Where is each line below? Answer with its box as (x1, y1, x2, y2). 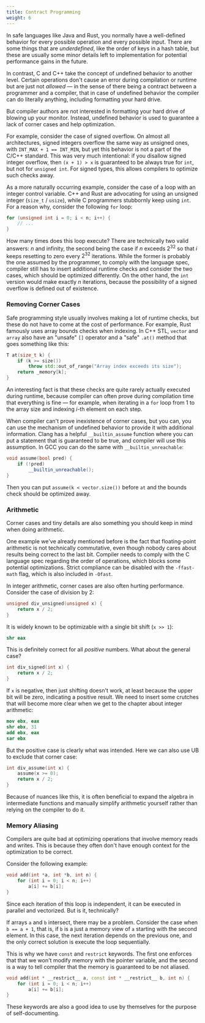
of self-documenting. (6, 1010, 60, 1017)
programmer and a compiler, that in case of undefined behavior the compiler (6, 89, 199, 96)
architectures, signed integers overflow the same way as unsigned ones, (6, 139, 190, 146)
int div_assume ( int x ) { (6, 765, 70, 771)
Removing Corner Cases (6, 300, 81, 308)
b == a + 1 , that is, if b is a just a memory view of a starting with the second (6, 925, 198, 932)
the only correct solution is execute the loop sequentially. (6, 938, 151, 945)
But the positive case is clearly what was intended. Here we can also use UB (6, 746, 199, 754)
